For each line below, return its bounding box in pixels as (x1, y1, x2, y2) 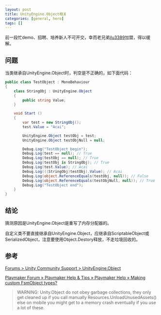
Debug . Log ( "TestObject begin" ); (22, 147, 88, 151)
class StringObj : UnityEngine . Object (14, 88, 92, 94)
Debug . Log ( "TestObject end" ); (22, 182, 83, 187)
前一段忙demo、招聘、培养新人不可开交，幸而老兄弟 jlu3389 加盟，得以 (5, 34, 146, 40)
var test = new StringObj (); (22, 120, 81, 125)
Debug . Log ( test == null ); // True (22, 151, 92, 156)
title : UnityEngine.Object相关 (5, 12, 67, 17)
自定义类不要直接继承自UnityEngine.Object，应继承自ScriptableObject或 (5, 231, 149, 236)
